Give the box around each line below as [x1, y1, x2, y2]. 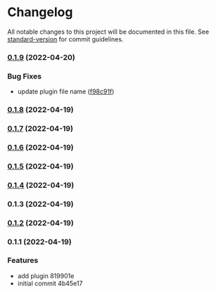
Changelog [7, 4, 73, 20]
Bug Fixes [7, 71, 42, 81]
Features [7, 256, 39, 266]
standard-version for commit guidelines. [7, 34, 124, 43]
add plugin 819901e [17, 271, 75, 280]
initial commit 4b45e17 [17, 279, 83, 287]
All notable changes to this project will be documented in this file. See [7, 27, 210, 36]
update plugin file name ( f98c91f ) [17, 87, 115, 96]
